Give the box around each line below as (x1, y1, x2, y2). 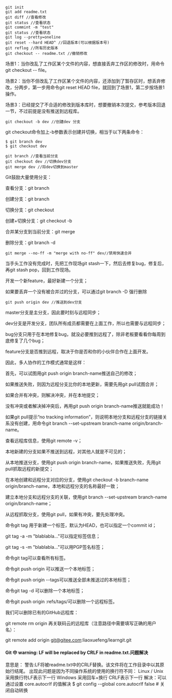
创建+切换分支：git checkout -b (5, 218, 72, 224)
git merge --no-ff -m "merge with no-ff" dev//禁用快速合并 (5, 251, 132, 256)
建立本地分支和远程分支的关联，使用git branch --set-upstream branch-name (5, 494, 167, 500)
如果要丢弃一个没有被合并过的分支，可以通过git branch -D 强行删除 (5, 289, 147, 294)
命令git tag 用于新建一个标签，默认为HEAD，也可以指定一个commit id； (5, 522, 157, 528)
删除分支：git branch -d (5, 240, 55, 246)
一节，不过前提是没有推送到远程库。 (5, 108, 82, 114)
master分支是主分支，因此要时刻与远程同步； (5, 309, 101, 315)
